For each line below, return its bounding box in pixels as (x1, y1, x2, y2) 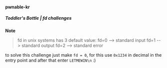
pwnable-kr (5, 4, 30, 10)
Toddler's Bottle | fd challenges (5, 15, 72, 21)
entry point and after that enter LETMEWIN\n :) (5, 57, 96, 63)
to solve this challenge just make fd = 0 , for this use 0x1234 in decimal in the (5, 52, 162, 58)
